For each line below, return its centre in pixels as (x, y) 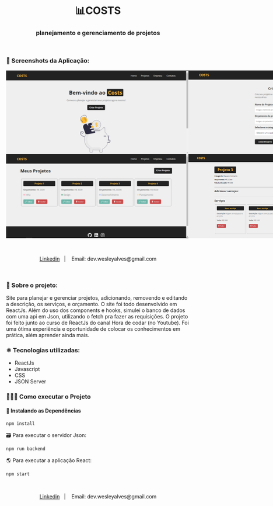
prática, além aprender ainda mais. (48, 335)
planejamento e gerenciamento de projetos (98, 33)
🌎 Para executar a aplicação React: (49, 460)
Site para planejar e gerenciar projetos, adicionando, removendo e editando (97, 298)
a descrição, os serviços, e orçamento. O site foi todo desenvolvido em (92, 304)
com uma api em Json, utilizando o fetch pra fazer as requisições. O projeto (97, 317)
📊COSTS (98, 11)
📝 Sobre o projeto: (32, 285)
